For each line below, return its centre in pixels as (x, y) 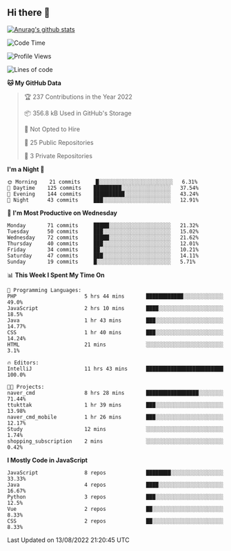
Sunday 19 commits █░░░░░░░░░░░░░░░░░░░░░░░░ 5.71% (101, 262)
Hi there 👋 (29, 13)
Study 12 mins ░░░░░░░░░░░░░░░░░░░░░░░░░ (115, 429)
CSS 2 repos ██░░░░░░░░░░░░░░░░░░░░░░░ (115, 521)
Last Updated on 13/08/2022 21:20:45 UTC (68, 540)
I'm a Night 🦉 (26, 169)
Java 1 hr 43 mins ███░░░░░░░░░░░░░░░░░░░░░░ (115, 320)
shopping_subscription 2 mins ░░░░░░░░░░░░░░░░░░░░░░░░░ (115, 441)
